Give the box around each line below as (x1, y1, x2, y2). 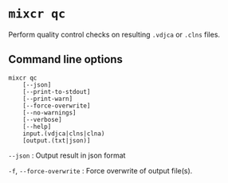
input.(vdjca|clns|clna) (22, 130, 105, 138)
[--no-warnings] (22, 108, 77, 117)
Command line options (8, 53, 124, 66)
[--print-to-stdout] (22, 88, 91, 95)
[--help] (22, 123, 52, 130)
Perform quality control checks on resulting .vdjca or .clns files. (8, 29, 221, 39)
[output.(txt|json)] (22, 136, 91, 145)
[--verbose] (22, 115, 62, 123)
